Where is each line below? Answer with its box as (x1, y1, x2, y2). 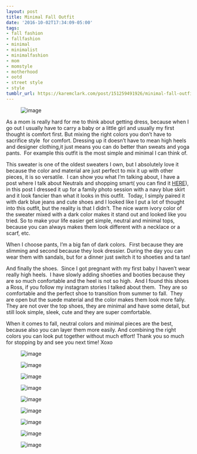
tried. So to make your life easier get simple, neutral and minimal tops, (6, 217, 175, 224)
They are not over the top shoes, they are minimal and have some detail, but (6, 302, 190, 309)
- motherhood (6, 69, 38, 75)
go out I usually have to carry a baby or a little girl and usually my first (6, 124, 175, 131)
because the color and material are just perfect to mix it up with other (6, 167, 174, 174)
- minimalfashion (6, 52, 49, 58)
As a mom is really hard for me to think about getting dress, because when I (6, 118, 189, 125)
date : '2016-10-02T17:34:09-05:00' (6, 19, 93, 25)
